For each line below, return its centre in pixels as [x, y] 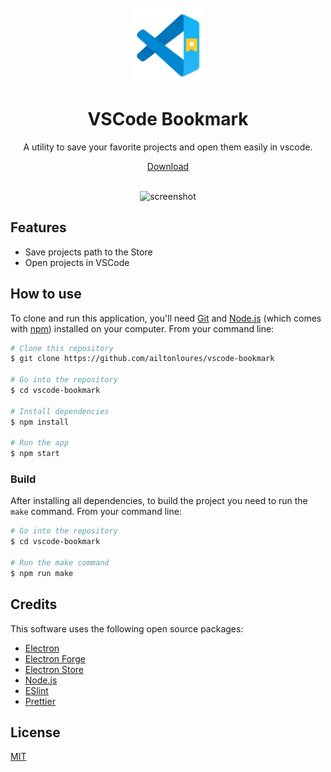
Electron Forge [55, 658]
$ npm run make [42, 573]
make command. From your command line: [96, 512]
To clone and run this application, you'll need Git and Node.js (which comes [166, 318]
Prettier [40, 701]
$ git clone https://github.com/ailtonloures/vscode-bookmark [142, 359]
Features [38, 227]
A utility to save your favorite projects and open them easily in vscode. [168, 147]
